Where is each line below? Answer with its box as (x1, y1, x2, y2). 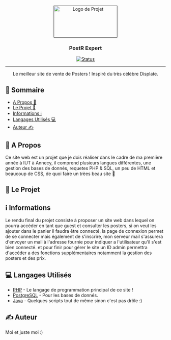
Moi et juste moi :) (5, 329, 43, 335)
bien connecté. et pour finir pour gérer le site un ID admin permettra (5, 245, 148, 251)
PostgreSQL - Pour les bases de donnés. (12, 292, 98, 298)
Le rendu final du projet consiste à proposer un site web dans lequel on (5, 217, 155, 224)
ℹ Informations (5, 203, 51, 212)
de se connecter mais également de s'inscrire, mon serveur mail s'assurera (5, 233, 163, 240)
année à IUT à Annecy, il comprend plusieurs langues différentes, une (5, 159, 152, 166)
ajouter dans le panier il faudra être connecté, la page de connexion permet (5, 228, 164, 234)
